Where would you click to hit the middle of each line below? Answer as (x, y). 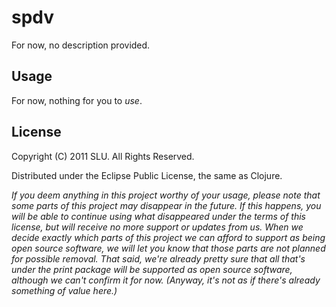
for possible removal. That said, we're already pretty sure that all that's (158, 258)
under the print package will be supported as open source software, (152, 269)
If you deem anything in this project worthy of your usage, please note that (166, 195)
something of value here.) (64, 290)
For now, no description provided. (81, 45)
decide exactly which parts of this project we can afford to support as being (168, 237)
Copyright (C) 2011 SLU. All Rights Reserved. (103, 156)
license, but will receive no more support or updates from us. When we (157, 227)
